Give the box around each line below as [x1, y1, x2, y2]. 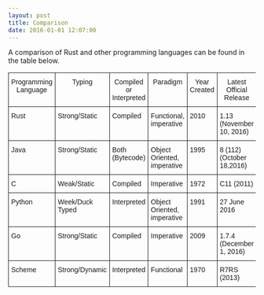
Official [225, 86, 247, 94]
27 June [219, 197, 245, 207]
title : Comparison [8, 19, 68, 27]
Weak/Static [57, 179, 95, 189]
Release [223, 94, 250, 102]
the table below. [8, 56, 60, 65]
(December [219, 239, 254, 249]
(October [219, 153, 247, 162]
